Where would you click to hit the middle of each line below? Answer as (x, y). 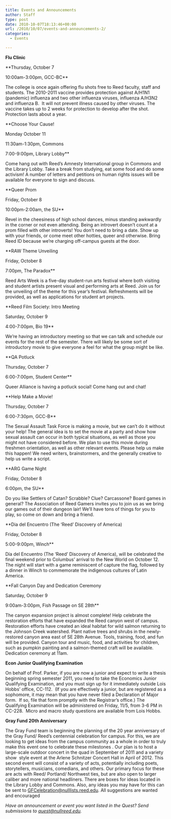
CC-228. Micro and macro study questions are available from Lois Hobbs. (83, 711)
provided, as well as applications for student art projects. (65, 297)
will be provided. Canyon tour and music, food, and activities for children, (82, 642)
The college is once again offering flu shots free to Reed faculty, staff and (83, 87)
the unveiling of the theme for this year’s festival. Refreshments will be (79, 291)
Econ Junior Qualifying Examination (44, 663)
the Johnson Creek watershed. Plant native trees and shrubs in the (76, 631)
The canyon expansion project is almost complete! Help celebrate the (78, 615)
